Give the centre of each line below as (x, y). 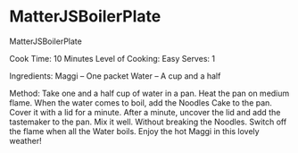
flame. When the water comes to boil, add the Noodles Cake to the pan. (141, 102)
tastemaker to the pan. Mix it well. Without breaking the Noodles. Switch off (148, 122)
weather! (25, 140)
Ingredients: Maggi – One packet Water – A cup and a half (115, 76)
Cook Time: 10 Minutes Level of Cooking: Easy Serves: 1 (112, 58)
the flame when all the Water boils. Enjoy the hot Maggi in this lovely (135, 131)
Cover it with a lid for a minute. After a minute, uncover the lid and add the (145, 112)
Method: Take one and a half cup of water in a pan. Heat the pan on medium (149, 93)
